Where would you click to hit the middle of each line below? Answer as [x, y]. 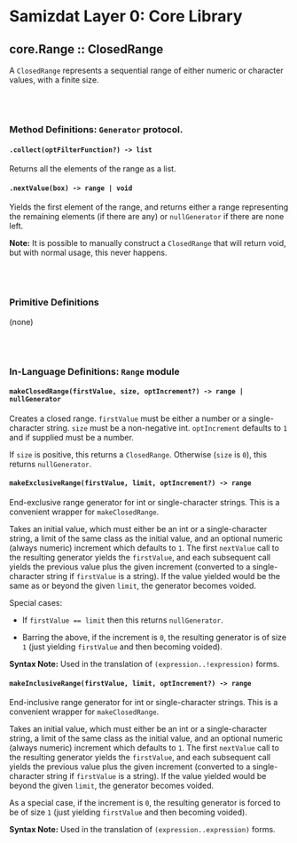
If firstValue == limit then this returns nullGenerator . [122, 620]
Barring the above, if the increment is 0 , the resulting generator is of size [154, 637]
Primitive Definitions [54, 302]
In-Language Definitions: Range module [94, 371]
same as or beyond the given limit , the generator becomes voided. [133, 585]
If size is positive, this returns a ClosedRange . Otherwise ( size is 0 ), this [138, 454]
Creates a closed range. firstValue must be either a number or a [128, 418]
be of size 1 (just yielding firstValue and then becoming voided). [129, 812]
